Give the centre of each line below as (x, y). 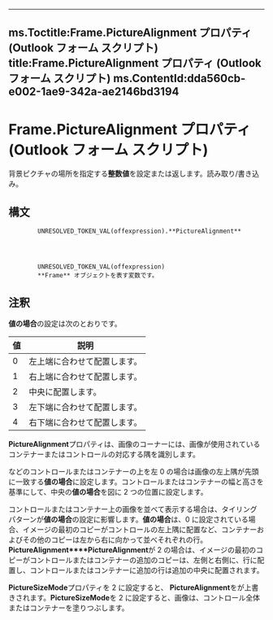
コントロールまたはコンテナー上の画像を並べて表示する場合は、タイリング (133, 509)
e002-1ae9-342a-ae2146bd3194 (94, 92)
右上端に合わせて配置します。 (85, 377)
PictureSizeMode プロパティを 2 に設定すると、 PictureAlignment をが (127, 587)
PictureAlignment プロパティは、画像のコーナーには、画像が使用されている (134, 443)
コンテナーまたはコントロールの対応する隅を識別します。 (104, 454)
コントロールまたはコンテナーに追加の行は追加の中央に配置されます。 (147, 570)
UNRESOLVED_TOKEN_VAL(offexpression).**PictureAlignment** (140, 231)
